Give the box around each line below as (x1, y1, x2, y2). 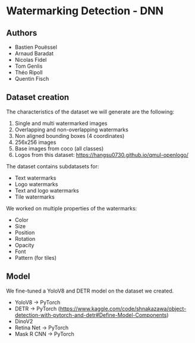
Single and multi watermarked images (14, 119, 108, 127)
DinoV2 (14, 317, 33, 325)
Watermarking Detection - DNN (6, 4, 163, 18)
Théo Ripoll (14, 69, 43, 75)
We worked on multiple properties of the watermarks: (6, 204, 137, 212)
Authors (6, 28, 37, 38)
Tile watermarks (14, 193, 55, 200)
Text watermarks (14, 174, 56, 181)
